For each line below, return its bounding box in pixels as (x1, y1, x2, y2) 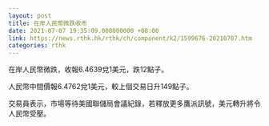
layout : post (8, 11, 52, 20)
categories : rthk (8, 42, 66, 50)
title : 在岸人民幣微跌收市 (8, 19, 88, 27)
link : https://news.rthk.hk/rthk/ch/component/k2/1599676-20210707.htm (8, 34, 252, 43)
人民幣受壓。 (8, 109, 50, 119)
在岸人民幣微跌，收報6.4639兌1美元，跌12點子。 (8, 65, 169, 75)
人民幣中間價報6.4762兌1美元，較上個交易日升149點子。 (8, 82, 194, 91)
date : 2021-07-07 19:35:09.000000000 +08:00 (8, 26, 159, 35)
